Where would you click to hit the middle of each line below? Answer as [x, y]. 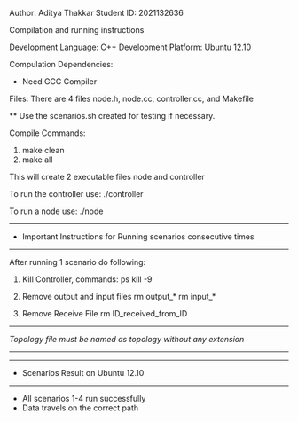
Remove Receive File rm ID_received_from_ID [105, 313]
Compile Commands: [47, 133]
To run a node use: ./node [56, 211]
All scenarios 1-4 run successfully [84, 399]
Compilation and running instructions [77, 30]
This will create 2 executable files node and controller [107, 177]
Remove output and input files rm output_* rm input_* [119, 297]
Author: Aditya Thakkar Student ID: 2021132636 [96, 13]
